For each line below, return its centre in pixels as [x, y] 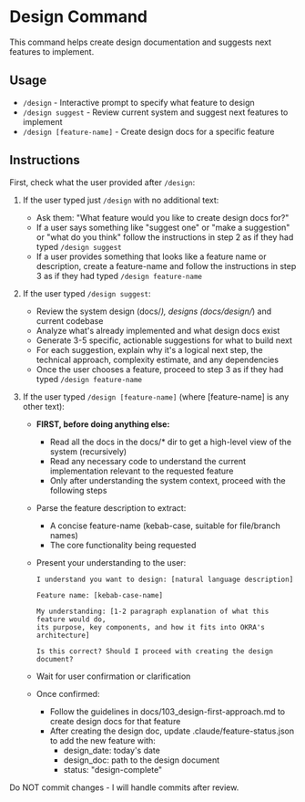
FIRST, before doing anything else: [103, 424]
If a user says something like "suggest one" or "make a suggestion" [163, 227]
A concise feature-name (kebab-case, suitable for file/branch [165, 526]
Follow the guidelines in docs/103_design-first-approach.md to [168, 711]
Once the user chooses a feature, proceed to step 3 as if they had [160, 369]
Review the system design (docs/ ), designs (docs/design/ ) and [154, 311]
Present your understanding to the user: [111, 562]
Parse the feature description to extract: [111, 507]
